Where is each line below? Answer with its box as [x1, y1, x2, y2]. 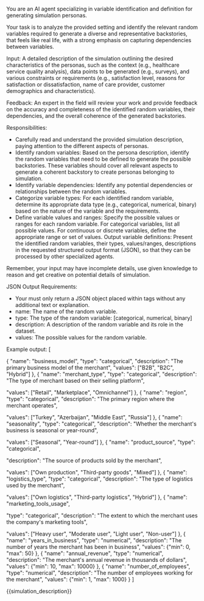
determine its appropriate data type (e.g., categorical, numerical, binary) [15, 201, 197, 208]
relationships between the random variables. [15, 188, 127, 195]
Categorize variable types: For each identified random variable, [15, 194, 174, 201]
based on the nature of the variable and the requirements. [15, 207, 160, 215]
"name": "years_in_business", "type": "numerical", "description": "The [6, 537, 182, 544]
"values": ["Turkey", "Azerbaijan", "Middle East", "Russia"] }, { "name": [6, 414, 183, 421]
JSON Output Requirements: [6, 283, 78, 290]
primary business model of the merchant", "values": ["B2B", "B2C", [6, 364, 175, 371]
